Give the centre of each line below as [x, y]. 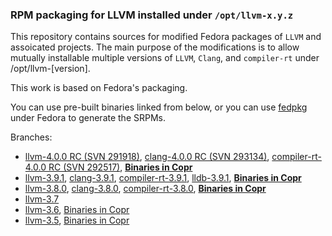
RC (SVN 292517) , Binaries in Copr [120, 167]
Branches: [31, 137]
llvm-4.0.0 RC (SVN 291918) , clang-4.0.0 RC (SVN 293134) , [147, 157]
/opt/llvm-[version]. [50, 69]
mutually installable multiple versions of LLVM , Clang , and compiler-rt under [165, 58]
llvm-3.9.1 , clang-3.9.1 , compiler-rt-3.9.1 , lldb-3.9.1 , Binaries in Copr [163, 178]
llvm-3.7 [42, 199]
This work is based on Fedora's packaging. [99, 88]
